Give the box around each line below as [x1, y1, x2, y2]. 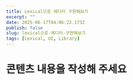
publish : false [6, 25, 43, 31]
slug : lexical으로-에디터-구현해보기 [6, 30, 86, 36]
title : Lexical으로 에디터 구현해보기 [6, 8, 88, 15]
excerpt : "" [6, 14, 35, 20]
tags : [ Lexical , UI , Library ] [6, 36, 80, 41]
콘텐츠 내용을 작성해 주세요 [6, 62, 127, 76]
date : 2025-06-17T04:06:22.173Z [6, 19, 85, 25]
